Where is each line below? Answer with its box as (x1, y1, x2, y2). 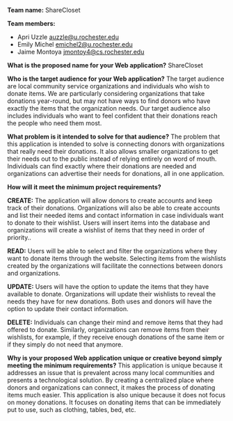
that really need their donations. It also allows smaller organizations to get (7, 148, 218, 155)
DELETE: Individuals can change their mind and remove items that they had (7, 318, 223, 326)
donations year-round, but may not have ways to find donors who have (7, 97, 211, 105)
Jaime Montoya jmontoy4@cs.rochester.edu (17, 48, 145, 56)
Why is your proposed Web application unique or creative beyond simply (7, 354, 223, 362)
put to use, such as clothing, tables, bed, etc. (7, 406, 136, 413)
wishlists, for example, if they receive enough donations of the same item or (7, 333, 225, 341)
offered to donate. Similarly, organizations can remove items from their (7, 326, 210, 333)
